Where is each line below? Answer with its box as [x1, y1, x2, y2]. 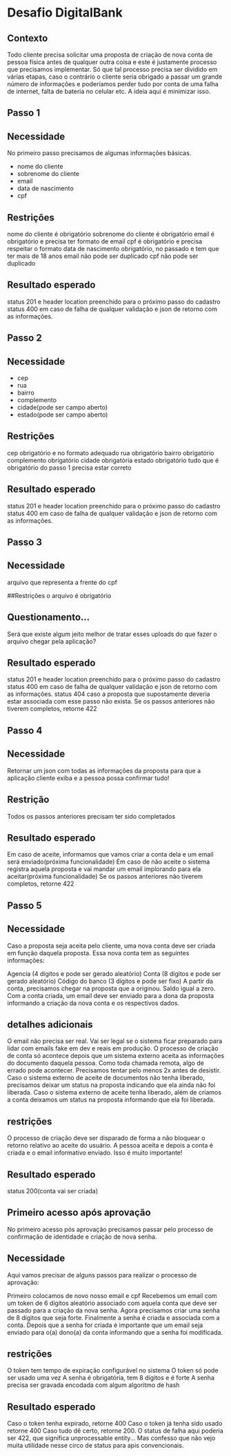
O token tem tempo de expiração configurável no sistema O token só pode [7, 1366, 219, 1375]
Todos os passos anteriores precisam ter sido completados [7, 812, 176, 820]
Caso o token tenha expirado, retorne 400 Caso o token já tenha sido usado [7, 1419, 223, 1428]
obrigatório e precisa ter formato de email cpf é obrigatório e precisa [7, 237, 203, 246]
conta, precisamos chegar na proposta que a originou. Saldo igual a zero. [7, 984, 216, 993]
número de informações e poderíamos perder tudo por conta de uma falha [7, 80, 219, 88]
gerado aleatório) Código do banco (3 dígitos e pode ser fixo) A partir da [7, 977, 214, 985]
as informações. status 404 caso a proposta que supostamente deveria [7, 690, 210, 698]
